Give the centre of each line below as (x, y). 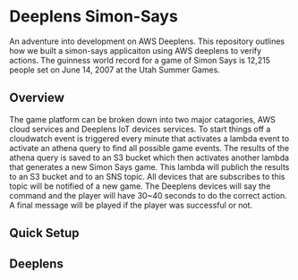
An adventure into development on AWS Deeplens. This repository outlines (147, 41)
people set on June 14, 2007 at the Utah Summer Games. (115, 70)
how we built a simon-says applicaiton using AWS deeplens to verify (136, 50)
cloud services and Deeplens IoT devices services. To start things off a (140, 129)
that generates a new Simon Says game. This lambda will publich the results (149, 166)
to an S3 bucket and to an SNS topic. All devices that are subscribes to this (147, 176)
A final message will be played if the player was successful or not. (131, 205)
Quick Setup (44, 233)
